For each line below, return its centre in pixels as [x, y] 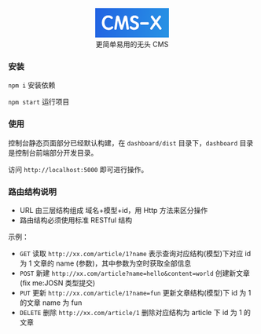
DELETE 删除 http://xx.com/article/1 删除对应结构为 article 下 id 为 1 [130, 312]
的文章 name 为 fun [51, 303]
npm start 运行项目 [39, 102]
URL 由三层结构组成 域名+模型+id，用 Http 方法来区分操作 [114, 210]
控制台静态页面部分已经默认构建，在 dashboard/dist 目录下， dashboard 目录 [131, 143]
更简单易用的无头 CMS [132, 44]
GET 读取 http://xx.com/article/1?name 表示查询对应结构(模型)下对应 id [135, 253]
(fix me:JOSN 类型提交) [57, 283]
